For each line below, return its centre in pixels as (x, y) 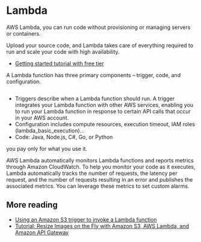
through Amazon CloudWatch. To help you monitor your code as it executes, (101, 167)
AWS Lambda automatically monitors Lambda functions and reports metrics (100, 160)
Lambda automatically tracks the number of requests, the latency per (92, 173)
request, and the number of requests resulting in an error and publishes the (100, 179)
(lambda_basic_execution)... (50, 130)
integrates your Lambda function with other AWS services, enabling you (104, 105)
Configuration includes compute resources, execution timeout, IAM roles (105, 124)
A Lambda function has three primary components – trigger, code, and (94, 75)
